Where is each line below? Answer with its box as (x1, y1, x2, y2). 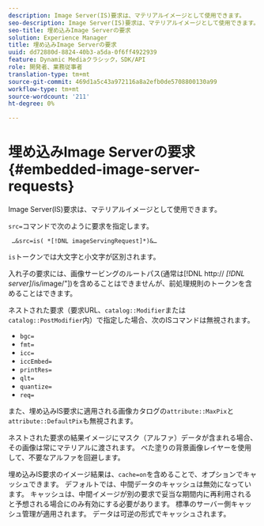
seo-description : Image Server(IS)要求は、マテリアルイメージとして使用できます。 (8, 19, 259, 27)
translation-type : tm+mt (8, 70, 90, 78)
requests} (8, 177, 75, 195)
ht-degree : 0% (8, 100, 55, 108)
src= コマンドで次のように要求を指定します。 (8, 221, 154, 231)
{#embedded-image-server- (8, 161, 201, 179)
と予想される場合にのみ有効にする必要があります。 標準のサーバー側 (8, 499, 232, 509)
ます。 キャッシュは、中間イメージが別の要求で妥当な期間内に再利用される (8, 490, 252, 499)
